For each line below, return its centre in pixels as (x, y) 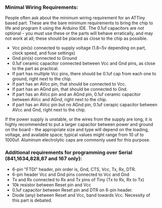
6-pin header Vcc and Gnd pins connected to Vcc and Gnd (71, 174)
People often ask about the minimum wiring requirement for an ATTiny (75, 18)
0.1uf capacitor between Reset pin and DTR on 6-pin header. (72, 190)
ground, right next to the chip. (42, 79)
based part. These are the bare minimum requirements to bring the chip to (79, 23)
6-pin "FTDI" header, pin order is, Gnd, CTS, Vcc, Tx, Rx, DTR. (74, 169)
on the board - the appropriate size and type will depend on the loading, (77, 130)
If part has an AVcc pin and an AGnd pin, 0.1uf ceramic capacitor (76, 94)
